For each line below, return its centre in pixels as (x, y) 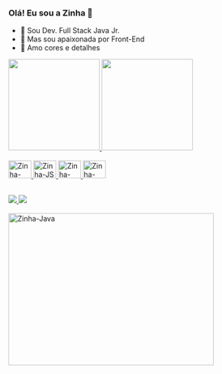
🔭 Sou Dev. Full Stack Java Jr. (70, 31)
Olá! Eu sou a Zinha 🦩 (51, 13)
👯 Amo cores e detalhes (60, 48)
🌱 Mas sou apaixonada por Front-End (82, 39)
